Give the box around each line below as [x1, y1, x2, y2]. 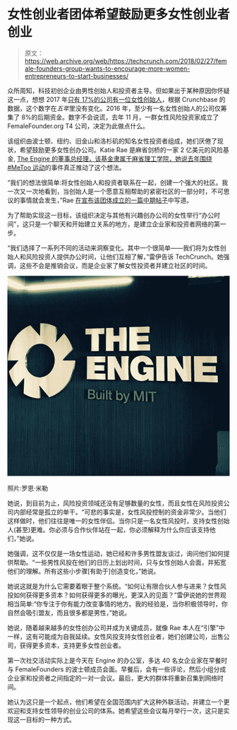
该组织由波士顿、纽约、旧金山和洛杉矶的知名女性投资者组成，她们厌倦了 [7, 136, 217, 145]
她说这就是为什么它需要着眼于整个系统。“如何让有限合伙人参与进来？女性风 [7, 582, 227, 590]
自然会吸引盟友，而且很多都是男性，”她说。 [7, 608, 131, 617]
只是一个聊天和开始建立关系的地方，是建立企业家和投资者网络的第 [28, 220, 221, 228]
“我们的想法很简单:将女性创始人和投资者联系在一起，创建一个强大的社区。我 [7, 178, 229, 187]
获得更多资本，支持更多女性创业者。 [19, 641, 125, 649]
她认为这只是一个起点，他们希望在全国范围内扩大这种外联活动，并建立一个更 [7, 697, 230, 706]
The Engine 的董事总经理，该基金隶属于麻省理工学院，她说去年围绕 [16, 154, 213, 163]
